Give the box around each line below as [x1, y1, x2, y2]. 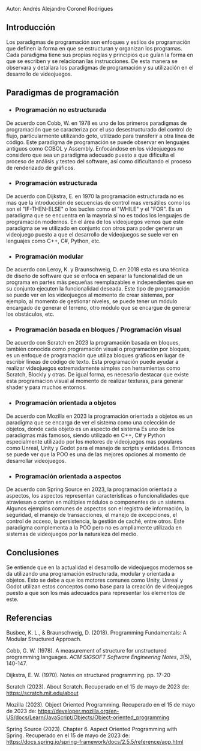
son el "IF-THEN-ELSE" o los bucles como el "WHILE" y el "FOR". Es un [6, 205, 182, 213]
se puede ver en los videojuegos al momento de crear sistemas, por [6, 291, 175, 299]
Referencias [6, 613, 53, 623]
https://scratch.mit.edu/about [6, 689, 79, 696]
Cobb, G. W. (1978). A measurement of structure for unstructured [6, 647, 167, 654]
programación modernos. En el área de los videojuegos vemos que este [6, 218, 184, 225]
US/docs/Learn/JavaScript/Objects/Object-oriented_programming [6, 714, 170, 721]
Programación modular [14, 252, 84, 261]
